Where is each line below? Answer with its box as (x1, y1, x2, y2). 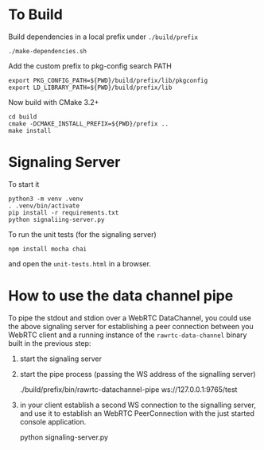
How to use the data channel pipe (8, 287, 234, 305)
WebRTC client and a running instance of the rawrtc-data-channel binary (8, 330, 247, 339)
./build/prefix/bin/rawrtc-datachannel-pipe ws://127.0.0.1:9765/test (19, 384, 238, 394)
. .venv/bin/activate (8, 201, 80, 210)
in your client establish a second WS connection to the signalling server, (19, 400, 256, 409)
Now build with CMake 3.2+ (8, 97, 99, 107)
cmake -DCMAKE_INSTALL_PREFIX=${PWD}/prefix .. (8, 119, 169, 128)
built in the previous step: (8, 338, 91, 347)
